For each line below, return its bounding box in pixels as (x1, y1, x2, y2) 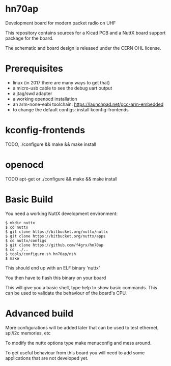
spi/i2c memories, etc (5, 330, 51, 336)
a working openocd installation (12, 96, 77, 102)
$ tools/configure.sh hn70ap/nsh (5, 251, 76, 257)
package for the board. (5, 35, 53, 41)
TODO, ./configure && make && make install (5, 141, 97, 147)
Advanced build (5, 308, 74, 319)
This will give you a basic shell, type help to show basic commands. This (5, 284, 158, 290)
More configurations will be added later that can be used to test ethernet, (5, 324, 159, 330)
